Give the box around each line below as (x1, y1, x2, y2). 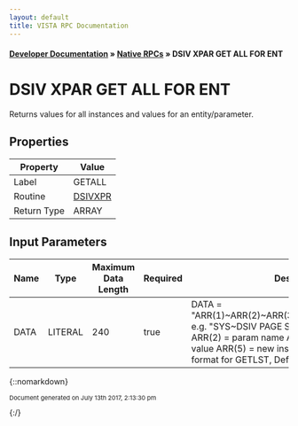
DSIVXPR (73, 190, 113, 202)
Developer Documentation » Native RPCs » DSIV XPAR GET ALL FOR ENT (9, 49, 284, 59)
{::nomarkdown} (9, 376, 69, 386)
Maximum (91, 260, 136, 273)
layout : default (9, 12, 69, 22)
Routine (13, 190, 46, 202)
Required (143, 272, 184, 284)
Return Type (13, 205, 65, 217)
